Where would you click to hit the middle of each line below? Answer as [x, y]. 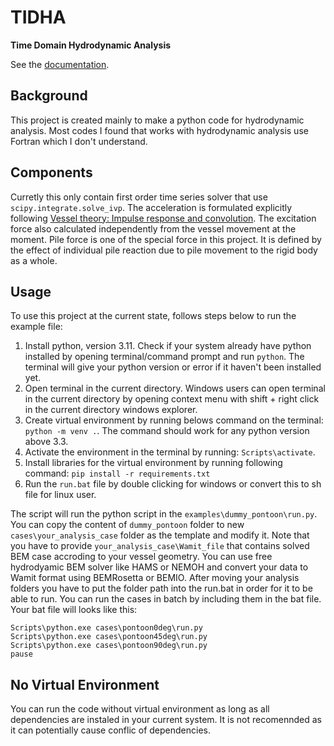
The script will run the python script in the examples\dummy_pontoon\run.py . [164, 514]
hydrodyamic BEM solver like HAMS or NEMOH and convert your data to [159, 567]
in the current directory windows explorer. [111, 410]
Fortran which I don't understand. [79, 141]
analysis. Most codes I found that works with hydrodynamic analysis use [159, 130]
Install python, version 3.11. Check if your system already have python [168, 346]
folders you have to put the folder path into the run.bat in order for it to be [161, 588]
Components [51, 172]
